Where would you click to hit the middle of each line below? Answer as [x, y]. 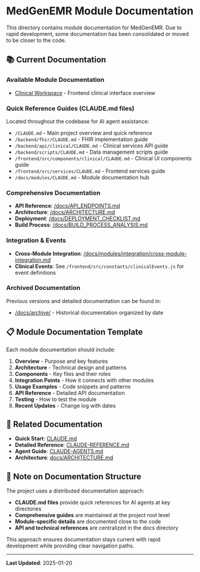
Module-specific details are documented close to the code [88, 522]
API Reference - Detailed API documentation [70, 393]
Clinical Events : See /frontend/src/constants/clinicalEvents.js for [99, 266]
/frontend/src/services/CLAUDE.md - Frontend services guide [90, 171]
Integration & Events [36, 240]
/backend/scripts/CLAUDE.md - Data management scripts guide [91, 152]
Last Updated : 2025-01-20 [39, 563]
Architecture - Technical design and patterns [71, 367]
